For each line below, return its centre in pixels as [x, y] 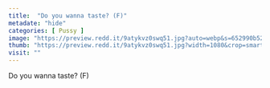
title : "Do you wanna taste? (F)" [68, 16]
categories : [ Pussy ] [46, 30]
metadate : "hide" [37, 23]
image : [19, 38]
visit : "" [25, 53]
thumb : [19, 46]
